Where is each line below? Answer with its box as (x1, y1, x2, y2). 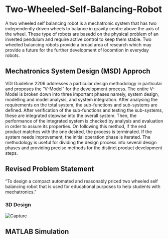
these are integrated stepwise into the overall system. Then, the (5, 112, 137, 118)
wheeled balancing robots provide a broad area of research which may (5, 41, 152, 47)
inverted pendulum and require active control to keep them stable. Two (5, 36, 152, 42)
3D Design (5, 201, 31, 208)
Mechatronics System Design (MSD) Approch (5, 67, 150, 76)
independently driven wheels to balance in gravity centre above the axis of (5, 25, 159, 31)
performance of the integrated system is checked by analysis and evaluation (5, 117, 163, 124)
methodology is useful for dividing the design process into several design (5, 139, 157, 145)
